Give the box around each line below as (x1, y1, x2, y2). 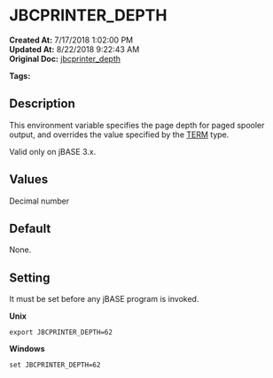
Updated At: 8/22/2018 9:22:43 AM (9, 43, 140, 54)
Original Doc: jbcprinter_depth (9, 53, 121, 64)
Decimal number (9, 196, 69, 206)
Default (9, 220, 51, 235)
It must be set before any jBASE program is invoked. (9, 294, 199, 305)
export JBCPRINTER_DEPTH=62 (9, 328, 113, 337)
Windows (9, 343, 45, 354)
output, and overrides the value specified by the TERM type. (9, 129, 230, 140)
